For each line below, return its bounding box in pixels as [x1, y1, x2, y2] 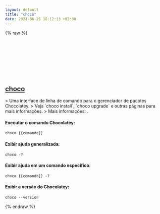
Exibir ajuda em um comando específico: [5, 162, 91, 168]
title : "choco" [5, 12, 37, 17]
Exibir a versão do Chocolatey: [5, 184, 69, 190]
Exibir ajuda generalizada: [5, 141, 60, 147]
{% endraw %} [5, 204, 36, 210]
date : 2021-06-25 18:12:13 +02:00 [5, 16, 77, 21]
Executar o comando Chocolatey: [5, 119, 75, 125]
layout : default [5, 7, 39, 12]
